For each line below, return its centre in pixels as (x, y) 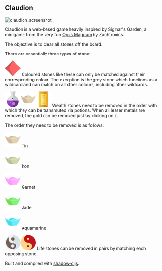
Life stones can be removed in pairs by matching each (91, 248)
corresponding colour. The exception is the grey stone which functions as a (81, 79)
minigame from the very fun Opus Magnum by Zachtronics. (65, 34)
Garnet (28, 187)
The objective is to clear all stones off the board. (54, 44)
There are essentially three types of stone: (48, 54)
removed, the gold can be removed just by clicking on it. (62, 115)
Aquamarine (34, 228)
